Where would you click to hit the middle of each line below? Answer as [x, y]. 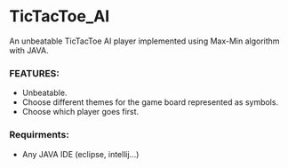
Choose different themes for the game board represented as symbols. [150, 102]
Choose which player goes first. [80, 112]
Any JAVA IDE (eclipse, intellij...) [80, 154]
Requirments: [39, 135]
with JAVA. [29, 50]
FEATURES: [35, 73]
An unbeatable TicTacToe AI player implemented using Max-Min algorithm [144, 41]
